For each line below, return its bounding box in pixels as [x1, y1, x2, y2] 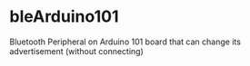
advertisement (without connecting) [9, 45, 144, 56]
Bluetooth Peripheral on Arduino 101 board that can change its [9, 36, 241, 47]
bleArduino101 [9, 6, 119, 27]
